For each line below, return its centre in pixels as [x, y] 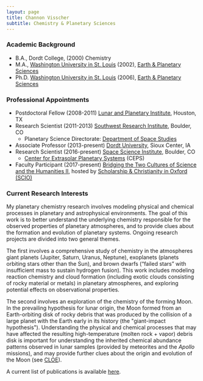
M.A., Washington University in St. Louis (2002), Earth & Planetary [98, 64]
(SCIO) [23, 177]
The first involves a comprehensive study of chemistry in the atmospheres [100, 251]
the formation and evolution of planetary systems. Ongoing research [92, 233]
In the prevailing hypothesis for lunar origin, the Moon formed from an [94, 308]
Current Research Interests [47, 193]
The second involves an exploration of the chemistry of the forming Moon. [100, 302]
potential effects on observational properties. [63, 290]
